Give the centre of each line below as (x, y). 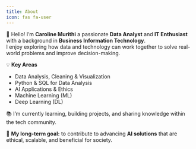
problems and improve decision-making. (71, 53)
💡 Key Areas (22, 64)
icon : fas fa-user (29, 17)
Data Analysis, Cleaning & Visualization (63, 76)
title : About (22, 12)
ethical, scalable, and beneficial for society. (59, 140)
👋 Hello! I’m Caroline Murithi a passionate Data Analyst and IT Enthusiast (97, 34)
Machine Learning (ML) (43, 95)
